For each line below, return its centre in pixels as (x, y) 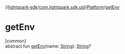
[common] (16, 41)
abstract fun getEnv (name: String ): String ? (48, 46)
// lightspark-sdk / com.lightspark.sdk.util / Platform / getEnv (62, 7)
